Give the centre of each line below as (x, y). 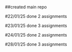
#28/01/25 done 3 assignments (36, 44)
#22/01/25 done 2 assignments (36, 16)
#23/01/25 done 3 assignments (36, 26)
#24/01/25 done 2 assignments (36, 35)
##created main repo (26, 7)
